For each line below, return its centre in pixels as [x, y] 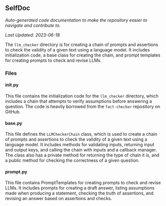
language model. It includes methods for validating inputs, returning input [80, 145]
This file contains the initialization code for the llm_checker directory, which [82, 96]
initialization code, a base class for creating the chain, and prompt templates [83, 55]
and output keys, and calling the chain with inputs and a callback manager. [81, 150]
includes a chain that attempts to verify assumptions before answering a [79, 101]
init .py [12, 85]
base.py [14, 123]
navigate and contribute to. [33, 25]
